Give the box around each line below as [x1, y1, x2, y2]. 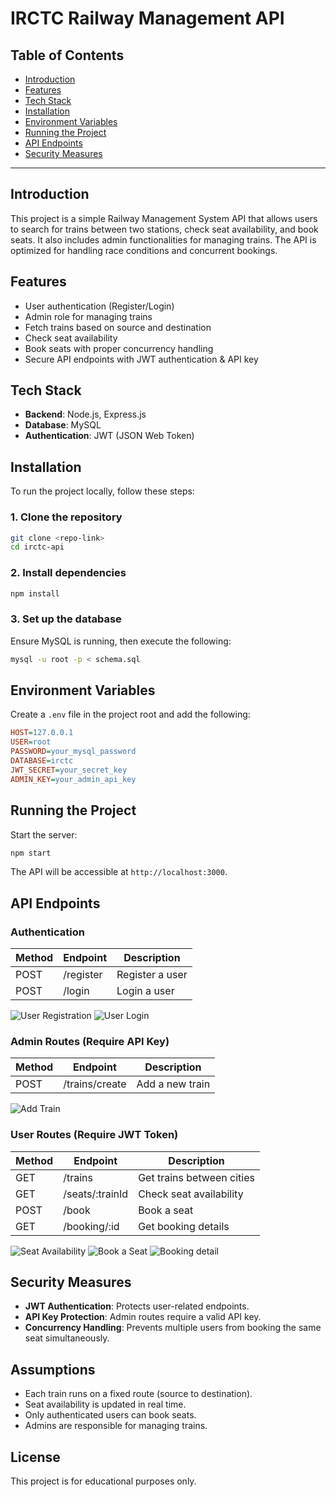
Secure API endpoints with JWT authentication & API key [24, 353, 259, 365]
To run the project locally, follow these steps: [10, 485, 195, 497]
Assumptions [10, 1361, 96, 1378]
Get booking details [138, 1219, 230, 1233]
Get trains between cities [138, 1170, 255, 1184]
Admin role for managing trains [24, 310, 153, 322]
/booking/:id [63, 1219, 120, 1233]
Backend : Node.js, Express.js [24, 408, 147, 421]
